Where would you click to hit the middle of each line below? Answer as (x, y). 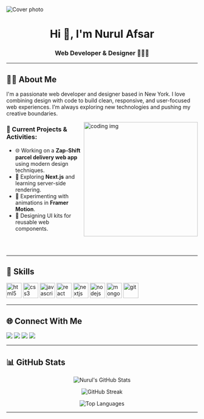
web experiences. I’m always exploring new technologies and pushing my (98, 107)
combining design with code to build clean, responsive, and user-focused (98, 101)
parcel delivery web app (46, 157)
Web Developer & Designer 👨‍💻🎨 (102, 53)
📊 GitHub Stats (36, 362)
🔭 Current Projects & (37, 129)
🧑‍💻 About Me (32, 79)
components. (32, 228)
